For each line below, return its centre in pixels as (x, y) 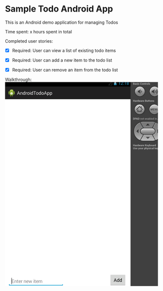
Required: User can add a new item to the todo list (62, 60)
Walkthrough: (18, 80)
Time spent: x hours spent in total (39, 31)
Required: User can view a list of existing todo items (64, 50)
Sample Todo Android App (59, 9)
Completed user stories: (29, 41)
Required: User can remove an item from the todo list (65, 70)
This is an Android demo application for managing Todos (62, 22)
